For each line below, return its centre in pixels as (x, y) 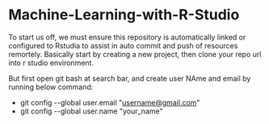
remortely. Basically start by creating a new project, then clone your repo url (135, 54)
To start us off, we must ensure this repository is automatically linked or (127, 37)
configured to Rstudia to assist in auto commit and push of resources (123, 45)
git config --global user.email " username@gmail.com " (110, 102)
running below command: (51, 87)
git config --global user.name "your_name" (91, 111)
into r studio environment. (51, 63)
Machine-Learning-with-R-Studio (124, 15)
